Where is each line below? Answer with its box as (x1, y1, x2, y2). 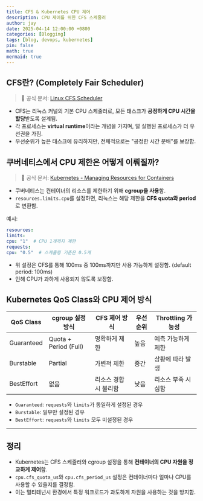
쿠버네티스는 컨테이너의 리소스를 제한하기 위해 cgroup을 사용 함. (14, 187, 166, 194)
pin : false (6, 43, 34, 49)
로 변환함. (14, 202, 38, 209)
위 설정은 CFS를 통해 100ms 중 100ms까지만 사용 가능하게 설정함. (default (14, 261, 192, 269)
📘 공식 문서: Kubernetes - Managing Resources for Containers (21, 174, 174, 182)
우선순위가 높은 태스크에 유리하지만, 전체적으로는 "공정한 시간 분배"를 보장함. (14, 138, 196, 145)
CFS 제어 (95, 314, 121, 322)
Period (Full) (48, 342, 84, 351)
